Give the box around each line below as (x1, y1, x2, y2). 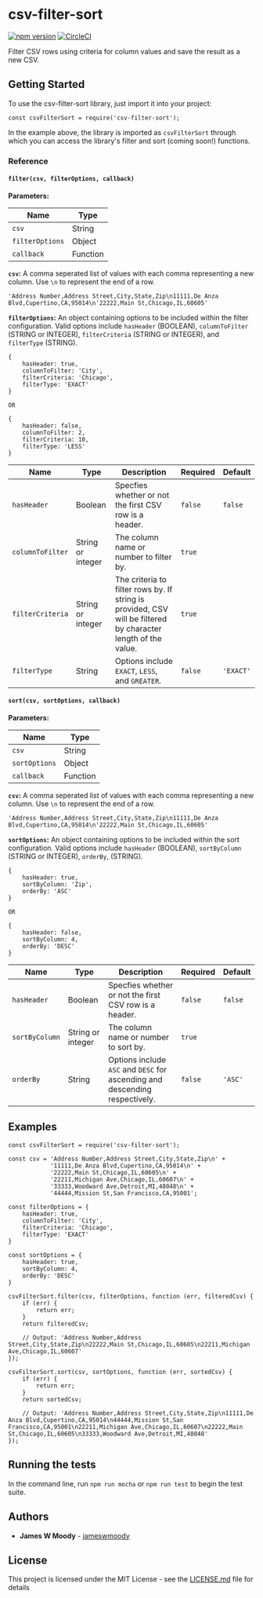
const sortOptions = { (8, 1251, 82, 1259)
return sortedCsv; (22, 1395, 82, 1403)
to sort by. (108, 1042, 146, 1053)
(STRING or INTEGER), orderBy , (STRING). (8, 852, 143, 861)
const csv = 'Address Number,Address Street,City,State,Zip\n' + (8, 1155, 225, 1163)
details (8, 1583, 30, 1593)
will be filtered (114, 613, 168, 624)
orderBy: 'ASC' (22, 888, 72, 896)
